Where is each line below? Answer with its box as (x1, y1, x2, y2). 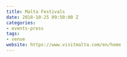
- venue (6, 36, 26, 42)
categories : (6, 20, 36, 26)
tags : (6, 31, 20, 37)
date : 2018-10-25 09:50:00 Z (6, 14, 79, 20)
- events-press (6, 25, 44, 31)
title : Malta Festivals (6, 8, 66, 15)
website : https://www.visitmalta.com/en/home (6, 42, 121, 48)
